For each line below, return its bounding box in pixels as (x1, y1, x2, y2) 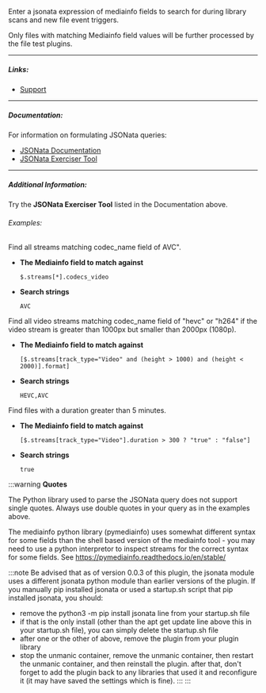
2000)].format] (19, 363, 70, 371)
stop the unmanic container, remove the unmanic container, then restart (19, 651, 254, 660)
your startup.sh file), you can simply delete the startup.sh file (19, 626, 219, 635)
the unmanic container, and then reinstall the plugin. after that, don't (19, 659, 241, 669)
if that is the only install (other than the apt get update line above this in (19, 617, 252, 626)
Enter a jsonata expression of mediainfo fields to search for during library (8, 7, 247, 16)
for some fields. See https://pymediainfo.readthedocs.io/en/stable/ (8, 552, 226, 562)
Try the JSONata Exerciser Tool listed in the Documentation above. (8, 199, 228, 209)
